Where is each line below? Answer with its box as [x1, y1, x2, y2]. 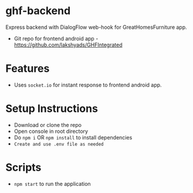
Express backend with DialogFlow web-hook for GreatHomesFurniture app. [5, 24, 187, 31]
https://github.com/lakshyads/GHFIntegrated [13, 41, 123, 48]
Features [5, 62, 50, 75]
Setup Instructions [5, 102, 98, 115]
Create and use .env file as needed [13, 141, 104, 147]
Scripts [5, 161, 42, 174]
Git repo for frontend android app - [13, 35, 99, 42]
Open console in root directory [13, 128, 89, 135]
